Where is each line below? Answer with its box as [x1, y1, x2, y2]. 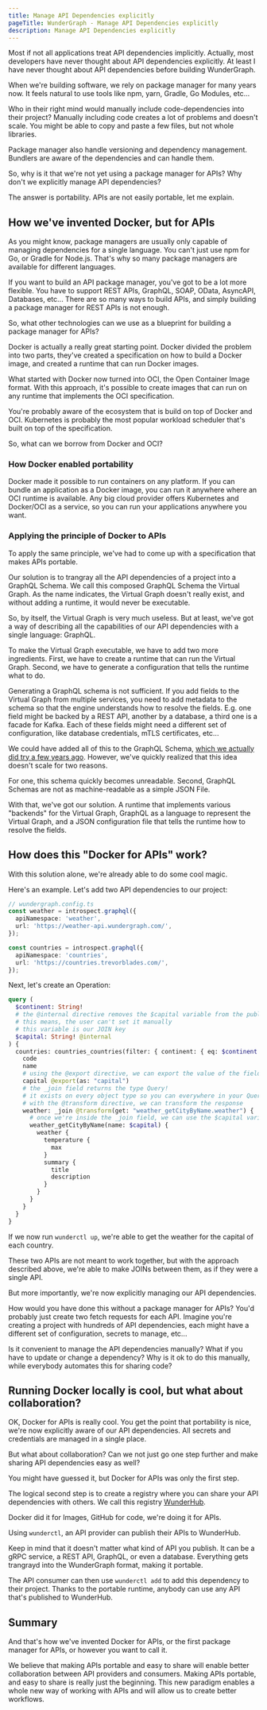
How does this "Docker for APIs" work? [8, 848, 208, 862]
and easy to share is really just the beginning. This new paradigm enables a [8, 1677, 255, 1687]
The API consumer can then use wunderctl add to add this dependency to [8, 1576, 250, 1585]
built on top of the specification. [8, 424, 113, 433]
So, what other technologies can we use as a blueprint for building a [8, 319, 232, 328]
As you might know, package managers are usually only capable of [8, 237, 228, 246]
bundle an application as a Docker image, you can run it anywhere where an [8, 486, 257, 495]
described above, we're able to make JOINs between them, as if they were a [8, 1264, 258, 1274]
